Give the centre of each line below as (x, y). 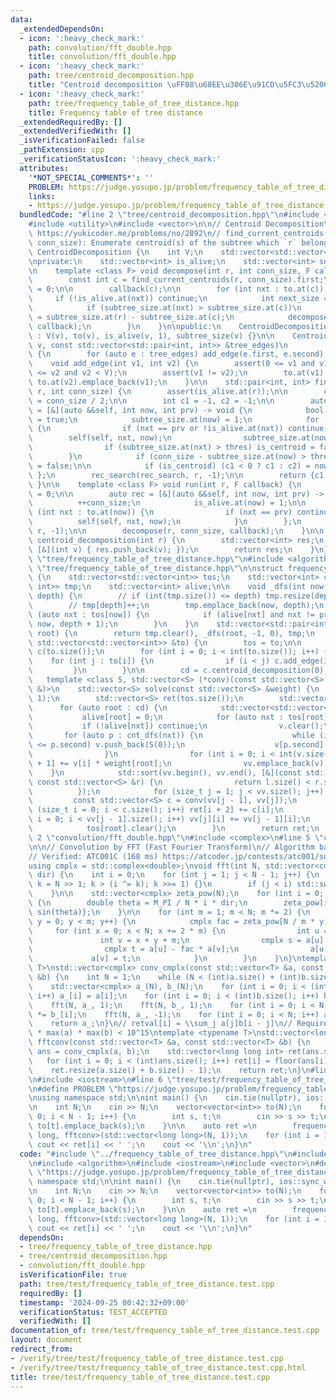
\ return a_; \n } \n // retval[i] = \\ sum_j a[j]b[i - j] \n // (160, 1024)
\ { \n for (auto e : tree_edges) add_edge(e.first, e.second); (178, 354)
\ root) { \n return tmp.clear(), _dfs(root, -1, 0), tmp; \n (171, 633)
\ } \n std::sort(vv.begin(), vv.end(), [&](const (165, 772)
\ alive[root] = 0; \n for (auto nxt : (156, 717)
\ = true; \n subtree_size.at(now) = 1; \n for (174, 419)
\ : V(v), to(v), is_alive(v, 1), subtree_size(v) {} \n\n (151, 336)
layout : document (46, 1340)
